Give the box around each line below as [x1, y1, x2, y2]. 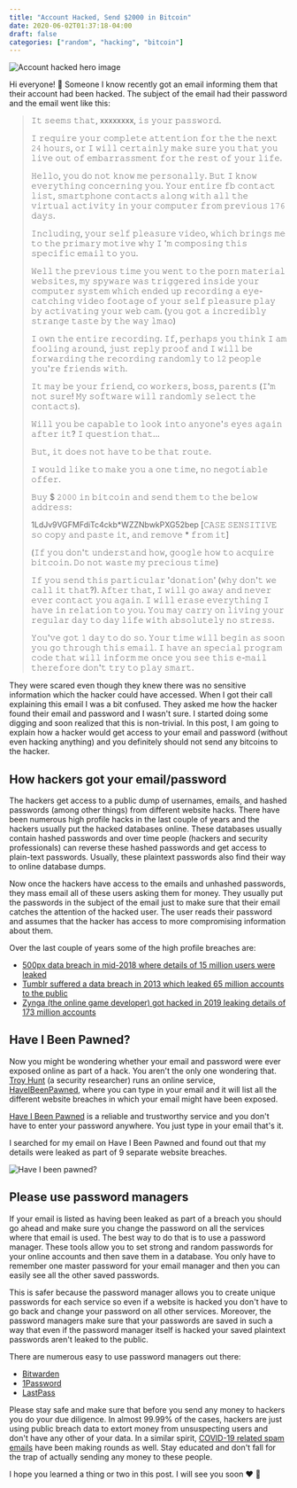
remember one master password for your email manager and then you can [9, 1260, 280, 1271]
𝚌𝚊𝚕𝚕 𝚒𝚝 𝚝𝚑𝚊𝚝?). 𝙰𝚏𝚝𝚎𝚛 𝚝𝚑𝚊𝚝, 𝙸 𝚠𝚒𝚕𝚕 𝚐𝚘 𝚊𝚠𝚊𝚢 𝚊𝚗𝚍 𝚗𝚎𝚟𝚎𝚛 [30, 585, 272, 596]
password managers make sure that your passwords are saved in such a [9, 1315, 273, 1326]
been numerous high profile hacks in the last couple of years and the [9, 814, 260, 825]
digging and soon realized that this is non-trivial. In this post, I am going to [9, 718, 279, 728]
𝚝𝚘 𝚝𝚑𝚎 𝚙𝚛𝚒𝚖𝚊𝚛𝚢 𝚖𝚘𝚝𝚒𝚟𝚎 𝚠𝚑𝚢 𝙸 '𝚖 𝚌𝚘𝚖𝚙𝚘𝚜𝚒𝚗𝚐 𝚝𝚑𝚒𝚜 [30, 238, 247, 249]
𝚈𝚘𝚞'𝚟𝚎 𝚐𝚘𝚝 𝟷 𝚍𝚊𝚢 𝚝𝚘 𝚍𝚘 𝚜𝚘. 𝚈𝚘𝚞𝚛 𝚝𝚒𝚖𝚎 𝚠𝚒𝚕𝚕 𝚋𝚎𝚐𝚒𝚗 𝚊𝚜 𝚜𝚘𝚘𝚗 [30, 633, 286, 643]
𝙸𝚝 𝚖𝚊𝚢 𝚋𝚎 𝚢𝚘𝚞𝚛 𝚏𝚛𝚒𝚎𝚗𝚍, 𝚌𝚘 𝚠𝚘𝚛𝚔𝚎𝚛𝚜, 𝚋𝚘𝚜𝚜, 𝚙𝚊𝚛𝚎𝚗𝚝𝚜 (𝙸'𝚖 [30, 381, 276, 392]
